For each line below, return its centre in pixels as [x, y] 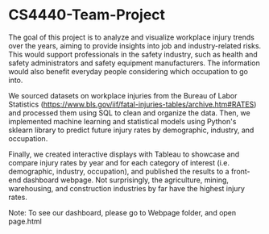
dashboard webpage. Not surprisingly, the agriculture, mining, [126, 180]
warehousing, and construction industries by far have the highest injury [127, 188]
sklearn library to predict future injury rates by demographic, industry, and [131, 130]
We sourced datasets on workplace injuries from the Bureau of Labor [123, 95]
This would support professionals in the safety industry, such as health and [133, 54]
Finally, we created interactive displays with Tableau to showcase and [124, 154]
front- [241, 171]
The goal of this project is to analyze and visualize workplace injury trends [132, 37]
